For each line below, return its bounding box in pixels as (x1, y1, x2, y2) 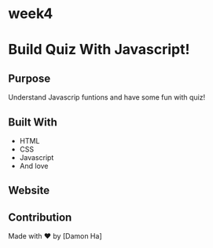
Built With (8, 115, 57, 129)
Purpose (8, 71, 51, 85)
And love (19, 162, 49, 170)
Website (8, 184, 50, 197)
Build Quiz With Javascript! (8, 41, 190, 59)
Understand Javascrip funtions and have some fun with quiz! (8, 93, 206, 102)
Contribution (8, 210, 72, 224)
